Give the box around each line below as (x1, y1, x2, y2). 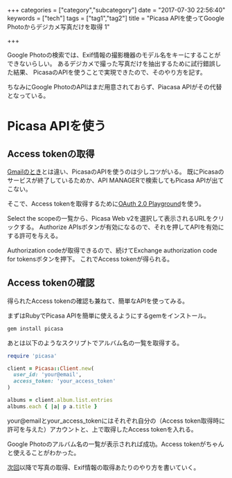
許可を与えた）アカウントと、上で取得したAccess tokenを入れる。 (7, 425, 197, 433)
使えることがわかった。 (12, 448, 80, 457)
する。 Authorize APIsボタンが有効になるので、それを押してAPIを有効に (19, 223, 224, 231)
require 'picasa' (7, 352, 57, 359)
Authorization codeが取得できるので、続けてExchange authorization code (7, 246, 217, 255)
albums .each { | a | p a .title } (7, 403, 98, 410)
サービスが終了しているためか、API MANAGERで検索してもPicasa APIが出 (7, 176, 218, 184)
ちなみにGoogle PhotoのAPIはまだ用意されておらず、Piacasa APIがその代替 (7, 83, 222, 91)
